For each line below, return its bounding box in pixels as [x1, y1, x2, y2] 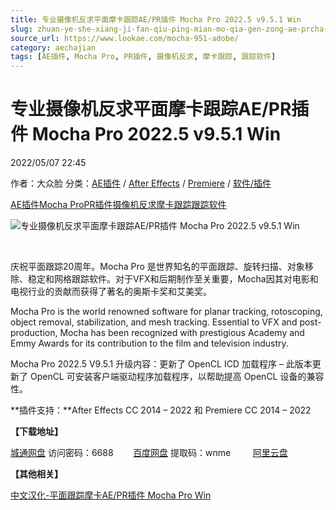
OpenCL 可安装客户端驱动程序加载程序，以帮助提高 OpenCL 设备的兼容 [29, 371, 325, 383]
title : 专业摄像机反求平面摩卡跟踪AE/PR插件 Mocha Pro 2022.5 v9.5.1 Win [10, 14, 302, 25]
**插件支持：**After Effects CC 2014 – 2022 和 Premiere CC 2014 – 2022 [10, 404, 312, 416]
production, [10, 327, 58, 339]
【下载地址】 [10, 426, 63, 438]
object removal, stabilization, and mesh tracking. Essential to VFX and [10, 316, 298, 328]
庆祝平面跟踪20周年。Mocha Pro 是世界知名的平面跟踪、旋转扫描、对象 [10, 261, 305, 273]
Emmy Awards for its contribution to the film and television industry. [10, 337, 289, 350]
